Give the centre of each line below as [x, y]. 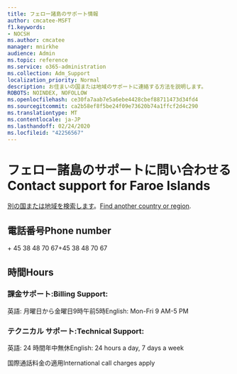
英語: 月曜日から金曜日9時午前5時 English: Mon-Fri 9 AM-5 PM [98, 311]
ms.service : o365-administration [57, 67]
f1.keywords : [27, 27]
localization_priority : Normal [54, 80]
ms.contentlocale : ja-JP [44, 119]
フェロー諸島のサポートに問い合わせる [120, 170]
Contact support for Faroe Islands [109, 186]
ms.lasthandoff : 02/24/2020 [49, 126]
